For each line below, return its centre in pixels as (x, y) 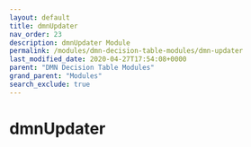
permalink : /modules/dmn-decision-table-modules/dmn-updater (126, 51)
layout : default (40, 17)
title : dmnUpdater (44, 26)
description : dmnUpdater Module (70, 43)
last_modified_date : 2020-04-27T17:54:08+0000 (98, 59)
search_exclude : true (50, 84)
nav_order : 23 (36, 34)
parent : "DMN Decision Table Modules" (82, 68)
